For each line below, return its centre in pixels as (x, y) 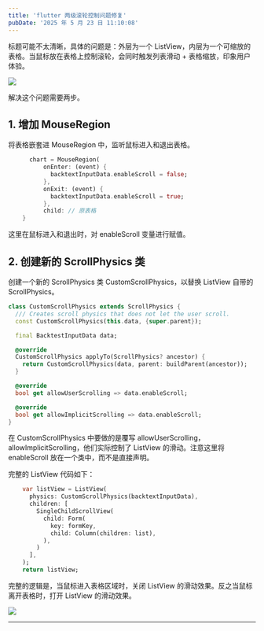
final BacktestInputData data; (66, 335)
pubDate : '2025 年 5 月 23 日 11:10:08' (73, 23)
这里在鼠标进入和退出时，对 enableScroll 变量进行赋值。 (99, 234)
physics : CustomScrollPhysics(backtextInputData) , (114, 496)
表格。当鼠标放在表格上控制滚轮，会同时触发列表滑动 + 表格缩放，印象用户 (130, 56)
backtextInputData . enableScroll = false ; (119, 175)
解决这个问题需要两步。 (46, 97)
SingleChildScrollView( (75, 511)
